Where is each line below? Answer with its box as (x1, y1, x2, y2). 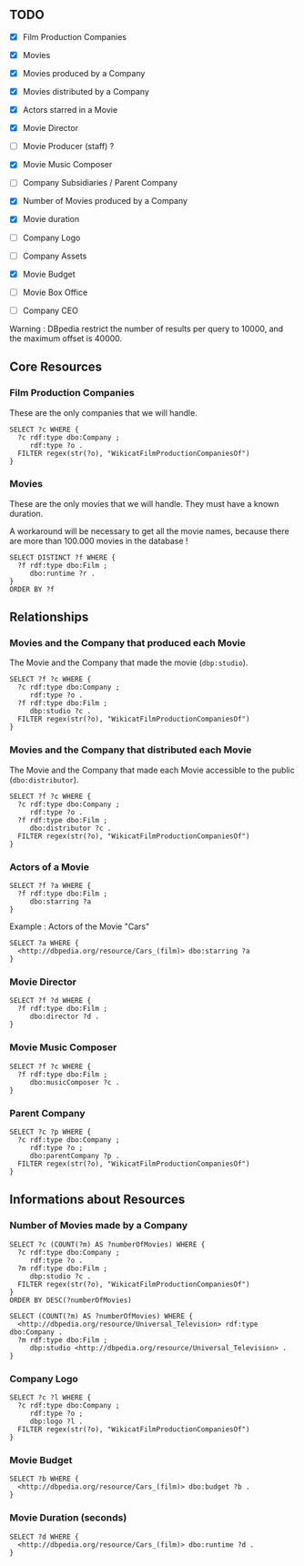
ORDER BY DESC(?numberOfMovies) (9, 1296, 132, 1305)
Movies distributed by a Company (22, 86, 150, 96)
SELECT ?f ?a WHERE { (9, 882, 92, 891)
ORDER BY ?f (9, 584, 55, 594)
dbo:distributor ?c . (29, 823, 112, 833)
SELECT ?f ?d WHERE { (9, 996, 92, 1005)
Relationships (9, 610, 89, 625)
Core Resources (9, 359, 103, 375)
